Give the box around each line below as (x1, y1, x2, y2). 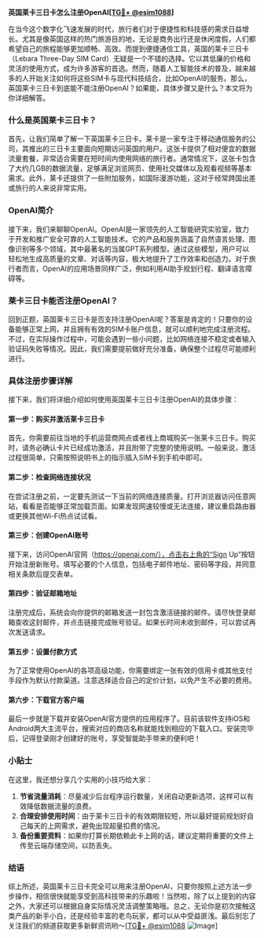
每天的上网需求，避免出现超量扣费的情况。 (26, 821, 165, 830)
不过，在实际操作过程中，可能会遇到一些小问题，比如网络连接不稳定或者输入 (8, 334, 256, 343)
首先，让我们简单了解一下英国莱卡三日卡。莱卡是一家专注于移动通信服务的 (8, 134, 249, 144)
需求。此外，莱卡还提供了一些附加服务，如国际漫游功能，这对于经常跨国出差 (8, 173, 256, 183)
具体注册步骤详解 (8, 375, 73, 386)
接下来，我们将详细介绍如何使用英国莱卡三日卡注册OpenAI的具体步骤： (8, 395, 240, 404)
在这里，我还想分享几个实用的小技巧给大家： (8, 774, 153, 784)
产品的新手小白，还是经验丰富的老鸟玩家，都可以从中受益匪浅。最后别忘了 (14, 911, 256, 920)
